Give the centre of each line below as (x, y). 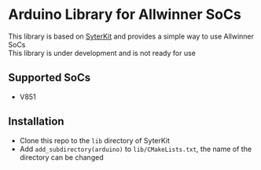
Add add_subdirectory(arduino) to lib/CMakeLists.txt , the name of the (136, 149)
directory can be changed (61, 157)
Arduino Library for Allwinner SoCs (125, 15)
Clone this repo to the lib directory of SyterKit (95, 140)
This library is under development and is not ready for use (102, 53)
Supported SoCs (50, 78)
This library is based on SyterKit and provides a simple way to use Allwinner (131, 36)
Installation (36, 122)
